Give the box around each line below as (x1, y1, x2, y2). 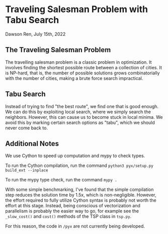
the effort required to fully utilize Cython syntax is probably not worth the (5, 197, 157, 203)
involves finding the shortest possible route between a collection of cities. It (5, 64, 162, 70)
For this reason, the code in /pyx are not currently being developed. (5, 223, 145, 229)
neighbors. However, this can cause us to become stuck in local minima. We (5, 114, 163, 120)
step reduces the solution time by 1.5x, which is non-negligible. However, (5, 192, 157, 198)
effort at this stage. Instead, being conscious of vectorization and (5, 203, 141, 209)
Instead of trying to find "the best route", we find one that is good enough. (5, 103, 159, 109)
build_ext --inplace (5, 168, 49, 173)
